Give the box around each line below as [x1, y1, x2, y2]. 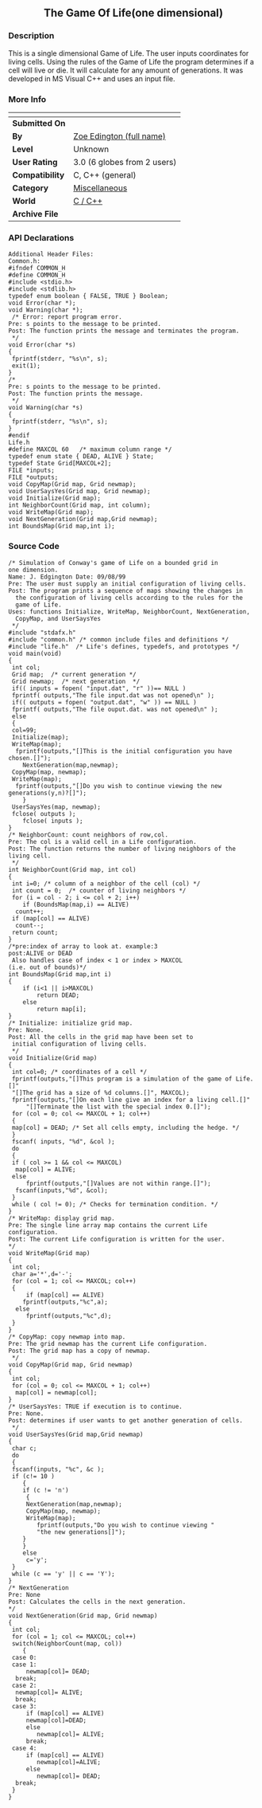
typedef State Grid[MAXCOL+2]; [8, 460, 112, 468]
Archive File [12, 208, 59, 219]
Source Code [8, 541, 60, 552]
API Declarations [8, 232, 75, 243]
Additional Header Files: [8, 250, 94, 258]
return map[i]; [37, 1005, 87, 1013]
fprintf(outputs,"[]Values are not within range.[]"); [25, 1179, 212, 1187]
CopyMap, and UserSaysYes [15, 614, 102, 622]
